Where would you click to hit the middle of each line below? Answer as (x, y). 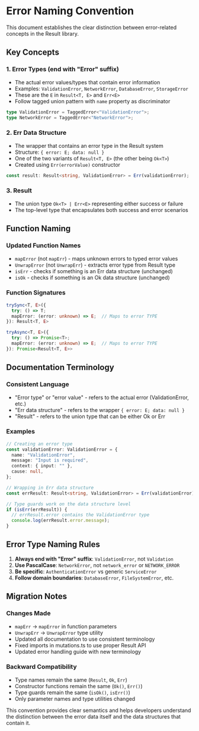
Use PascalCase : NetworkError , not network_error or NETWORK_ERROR (97, 565)
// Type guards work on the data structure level (69, 504)
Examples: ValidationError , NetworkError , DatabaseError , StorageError (101, 88)
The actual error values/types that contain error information (87, 82)
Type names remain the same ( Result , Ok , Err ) (71, 680)
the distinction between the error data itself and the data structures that (94, 716)
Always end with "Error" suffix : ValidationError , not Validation (94, 559)
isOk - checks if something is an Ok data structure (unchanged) (92, 277)
